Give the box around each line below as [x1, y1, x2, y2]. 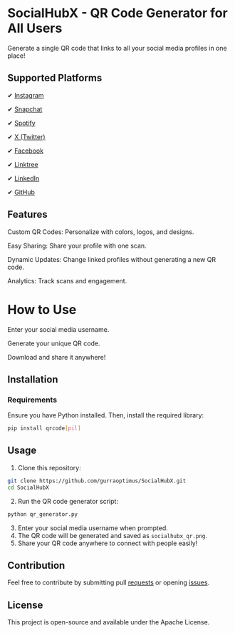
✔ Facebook [7, 146, 44, 155]
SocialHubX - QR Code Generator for [7, 5, 228, 21]
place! [7, 51, 26, 60]
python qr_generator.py [7, 510, 78, 518]
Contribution [7, 559, 66, 572]
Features [7, 208, 48, 221]
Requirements [7, 395, 58, 405]
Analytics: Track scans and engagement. [7, 276, 127, 285]
